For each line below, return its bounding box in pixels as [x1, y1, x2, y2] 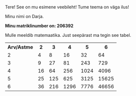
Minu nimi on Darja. [5, 14, 44, 19]
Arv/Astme [7, 44, 33, 50]
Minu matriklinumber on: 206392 [5, 23, 74, 29]
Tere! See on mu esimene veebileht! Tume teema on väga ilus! [5, 4, 130, 10]
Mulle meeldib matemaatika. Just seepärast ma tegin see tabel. [5, 32, 132, 38]
